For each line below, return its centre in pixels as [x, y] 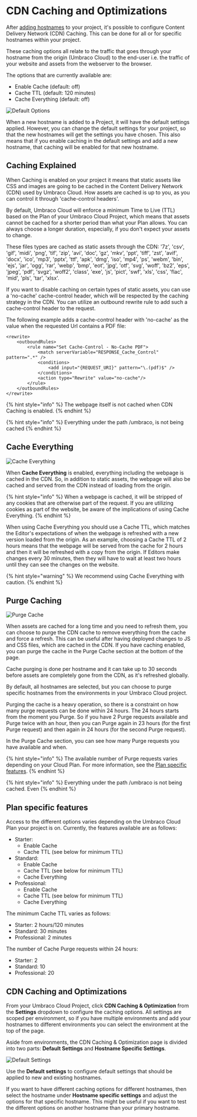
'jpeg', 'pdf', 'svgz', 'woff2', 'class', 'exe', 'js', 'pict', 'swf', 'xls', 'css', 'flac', [95, 271]
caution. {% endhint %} [34, 582]
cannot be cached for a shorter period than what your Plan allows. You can [97, 222]
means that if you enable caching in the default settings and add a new [92, 140]
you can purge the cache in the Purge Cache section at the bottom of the [95, 651]
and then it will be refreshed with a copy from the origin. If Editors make [93, 552]
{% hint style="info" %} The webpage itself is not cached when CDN [89, 404]
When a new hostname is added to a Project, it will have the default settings [98, 122]
